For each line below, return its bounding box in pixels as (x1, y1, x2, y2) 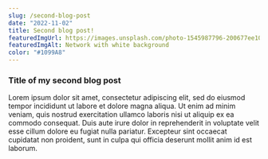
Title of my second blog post (8, 75, 121, 86)
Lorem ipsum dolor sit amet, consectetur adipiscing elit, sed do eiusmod (8, 93, 246, 103)
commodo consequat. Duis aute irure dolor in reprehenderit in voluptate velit (8, 118, 259, 128)
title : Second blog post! (8, 26, 94, 34)
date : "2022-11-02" (8, 19, 73, 27)
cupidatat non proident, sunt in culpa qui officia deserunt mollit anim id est (8, 135, 253, 145)
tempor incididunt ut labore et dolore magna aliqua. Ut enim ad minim (8, 101, 236, 111)
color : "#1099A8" (8, 48, 66, 56)
